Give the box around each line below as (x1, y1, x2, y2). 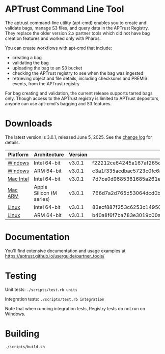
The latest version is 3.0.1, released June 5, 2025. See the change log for (5, 134, 152, 140)
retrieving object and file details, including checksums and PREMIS (12, 75, 148, 81)
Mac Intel (7, 175, 29, 182)
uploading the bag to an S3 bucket (12, 65, 82, 71)
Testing (5, 270, 37, 281)
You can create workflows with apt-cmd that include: (5, 45, 112, 51)
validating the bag (12, 60, 49, 65)
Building (5, 328, 40, 339)
